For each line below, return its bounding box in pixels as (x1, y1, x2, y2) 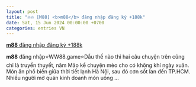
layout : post (6, 8, 38, 15)
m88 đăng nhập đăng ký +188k (6, 41, 83, 49)
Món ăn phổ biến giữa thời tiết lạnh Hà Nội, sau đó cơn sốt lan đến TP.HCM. (6, 68, 191, 75)
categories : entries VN (6, 25, 65, 31)
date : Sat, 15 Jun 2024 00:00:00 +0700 (6, 20, 105, 25)
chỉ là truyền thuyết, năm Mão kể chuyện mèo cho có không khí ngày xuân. (6, 62, 189, 69)
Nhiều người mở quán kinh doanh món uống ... (6, 75, 120, 82)
